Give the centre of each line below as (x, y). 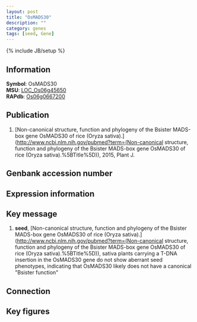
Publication (28, 115)
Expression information (50, 194)
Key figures (28, 312)
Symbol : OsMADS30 (32, 83)
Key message (32, 214)
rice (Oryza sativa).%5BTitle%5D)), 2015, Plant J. (75, 155)
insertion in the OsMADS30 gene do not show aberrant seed (89, 260)
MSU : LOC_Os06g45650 (36, 90)
